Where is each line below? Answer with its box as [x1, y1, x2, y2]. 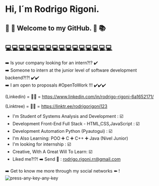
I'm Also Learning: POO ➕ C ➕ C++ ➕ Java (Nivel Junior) [12, 135, 128, 141]
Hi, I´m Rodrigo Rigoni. [5, 3, 99, 15]
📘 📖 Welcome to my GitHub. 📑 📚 [5, 24, 106, 32]
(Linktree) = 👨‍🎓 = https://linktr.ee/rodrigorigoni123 [5, 103, 108, 109]
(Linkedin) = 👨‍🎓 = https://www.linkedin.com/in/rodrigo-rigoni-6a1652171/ [5, 93, 154, 100]
